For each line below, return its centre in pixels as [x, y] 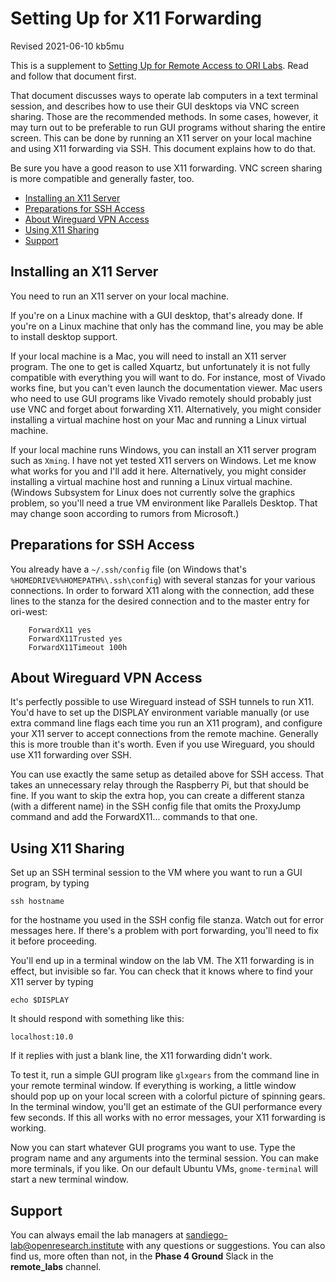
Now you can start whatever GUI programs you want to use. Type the [153, 1148]
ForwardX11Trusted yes [75, 638]
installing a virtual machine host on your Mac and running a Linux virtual [158, 419]
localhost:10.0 [42, 1037]
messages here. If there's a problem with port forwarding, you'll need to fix [164, 931]
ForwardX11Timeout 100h [78, 647]
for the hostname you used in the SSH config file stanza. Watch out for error [167, 920]
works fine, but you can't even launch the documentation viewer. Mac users [166, 388]
